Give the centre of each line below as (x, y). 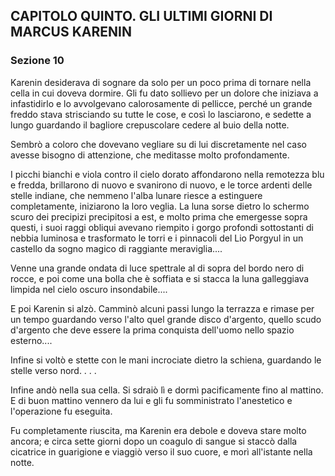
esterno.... (31, 340)
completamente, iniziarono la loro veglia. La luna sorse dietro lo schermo (160, 206)
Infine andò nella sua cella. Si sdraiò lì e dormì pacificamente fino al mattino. (167, 390)
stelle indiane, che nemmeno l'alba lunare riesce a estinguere (136, 195)
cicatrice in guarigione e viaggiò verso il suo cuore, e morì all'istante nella (161, 451)
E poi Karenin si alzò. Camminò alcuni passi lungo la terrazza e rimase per (162, 308)
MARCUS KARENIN (71, 32)
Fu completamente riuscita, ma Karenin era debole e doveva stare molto (158, 430)
